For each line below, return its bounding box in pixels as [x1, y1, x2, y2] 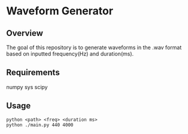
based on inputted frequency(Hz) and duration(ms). [6, 50, 134, 57]
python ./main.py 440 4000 [6, 121, 74, 128]
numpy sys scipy [6, 83, 48, 90]
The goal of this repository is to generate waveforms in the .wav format [6, 44, 182, 51]
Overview [6, 28, 44, 38]
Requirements [6, 68, 60, 78]
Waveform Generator [6, 4, 114, 18]
